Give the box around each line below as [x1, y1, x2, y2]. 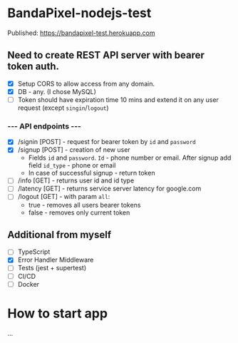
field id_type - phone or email [28, 161, 116, 170]
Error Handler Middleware [17, 255, 94, 265]
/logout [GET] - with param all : [17, 193, 110, 201]
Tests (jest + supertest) [17, 264, 87, 272]
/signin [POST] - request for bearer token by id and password [17, 138, 196, 146]
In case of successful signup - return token [28, 169, 155, 178]
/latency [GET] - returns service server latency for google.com [17, 184, 202, 193]
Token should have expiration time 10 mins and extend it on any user [17, 95, 219, 104]
